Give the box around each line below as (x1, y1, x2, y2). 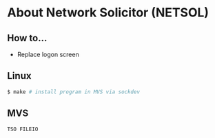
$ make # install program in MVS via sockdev (7, 88, 140, 95)
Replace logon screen (17, 50, 79, 58)
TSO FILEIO (7, 126, 39, 133)
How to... (7, 32, 48, 44)
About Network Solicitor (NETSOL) (7, 5, 209, 21)
